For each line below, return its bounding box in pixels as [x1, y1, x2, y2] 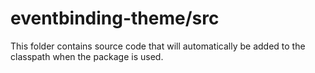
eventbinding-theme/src [10, 7, 220, 30]
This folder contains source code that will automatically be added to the [10, 40, 306, 52]
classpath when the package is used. [10, 50, 164, 62]
